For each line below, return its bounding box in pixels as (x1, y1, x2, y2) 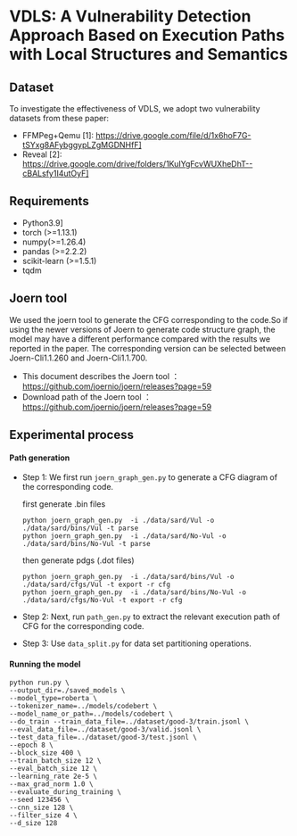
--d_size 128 (9, 819, 58, 828)
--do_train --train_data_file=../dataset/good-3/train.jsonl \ (9, 717, 250, 726)
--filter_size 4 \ (9, 811, 78, 820)
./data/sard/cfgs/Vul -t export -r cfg (21, 580, 171, 590)
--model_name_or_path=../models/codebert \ (9, 709, 174, 719)
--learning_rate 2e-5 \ (9, 772, 98, 782)
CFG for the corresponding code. (21, 621, 144, 632)
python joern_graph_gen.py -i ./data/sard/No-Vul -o (21, 532, 227, 541)
